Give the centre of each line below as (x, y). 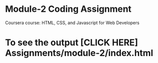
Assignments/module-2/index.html (79, 53)
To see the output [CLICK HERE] (72, 43)
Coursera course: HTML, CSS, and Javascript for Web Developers (72, 23)
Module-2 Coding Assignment (68, 9)
